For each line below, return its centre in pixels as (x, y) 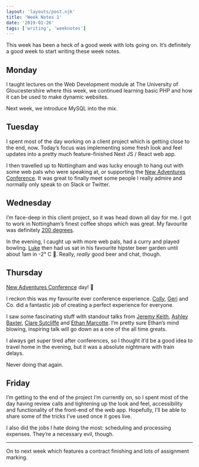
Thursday (25, 273)
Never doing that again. (35, 364)
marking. (17, 458)
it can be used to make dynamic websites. (57, 97)
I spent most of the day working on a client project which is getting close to (98, 141)
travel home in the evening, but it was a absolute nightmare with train (90, 347)
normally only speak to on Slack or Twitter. (58, 184)
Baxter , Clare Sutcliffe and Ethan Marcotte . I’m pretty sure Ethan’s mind (93, 323)
